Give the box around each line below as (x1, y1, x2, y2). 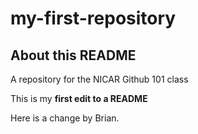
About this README (10, 47, 137, 64)
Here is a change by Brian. (10, 112, 120, 124)
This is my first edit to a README (10, 93, 148, 104)
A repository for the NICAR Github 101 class (10, 73, 189, 85)
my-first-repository (10, 7, 177, 30)
